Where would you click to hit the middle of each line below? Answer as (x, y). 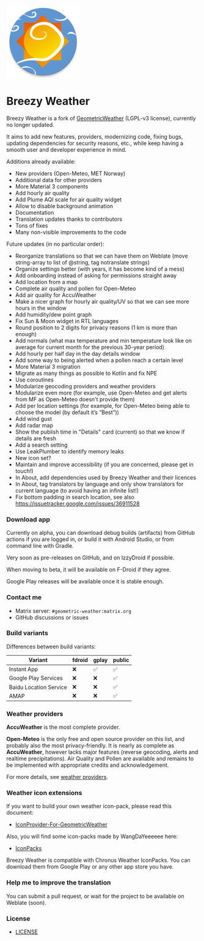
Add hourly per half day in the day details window (78, 353)
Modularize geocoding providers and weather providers (85, 386)
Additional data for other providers (59, 180)
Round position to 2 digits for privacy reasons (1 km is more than (96, 328)
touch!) (24, 470)
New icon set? (33, 458)
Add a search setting (42, 445)
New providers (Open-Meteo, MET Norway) (70, 173)
